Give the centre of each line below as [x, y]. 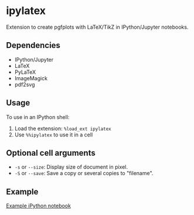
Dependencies [33, 45]
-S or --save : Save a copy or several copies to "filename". [84, 173]
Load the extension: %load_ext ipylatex [63, 128]
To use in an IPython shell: [38, 117]
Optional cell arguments [51, 153]
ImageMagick [31, 78]
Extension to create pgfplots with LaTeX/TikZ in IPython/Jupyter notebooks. [97, 27]
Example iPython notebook [39, 206]
